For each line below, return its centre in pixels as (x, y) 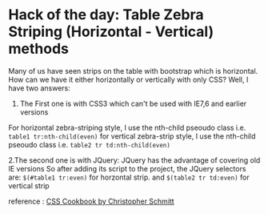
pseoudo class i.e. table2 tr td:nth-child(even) (89, 144)
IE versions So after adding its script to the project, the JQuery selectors (127, 168)
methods (39, 49)
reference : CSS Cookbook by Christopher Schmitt (91, 201)
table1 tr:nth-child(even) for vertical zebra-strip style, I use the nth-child (132, 136)
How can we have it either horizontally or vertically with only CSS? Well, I (128, 79)
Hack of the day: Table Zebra (106, 15)
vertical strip (29, 185)
